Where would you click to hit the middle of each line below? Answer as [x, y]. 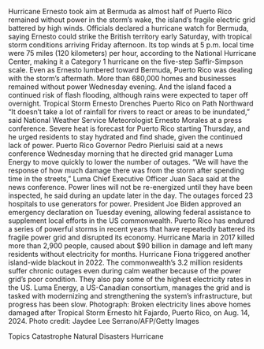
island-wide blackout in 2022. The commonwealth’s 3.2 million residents [125, 262]
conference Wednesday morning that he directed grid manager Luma [121, 154]
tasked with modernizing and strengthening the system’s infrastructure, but [130, 296]
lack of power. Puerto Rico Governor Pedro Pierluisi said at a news [115, 145]
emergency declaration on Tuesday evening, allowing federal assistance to [130, 212]
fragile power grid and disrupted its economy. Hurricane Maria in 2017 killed [131, 237]
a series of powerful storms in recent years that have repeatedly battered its [132, 229]
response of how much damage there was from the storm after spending [126, 170]
